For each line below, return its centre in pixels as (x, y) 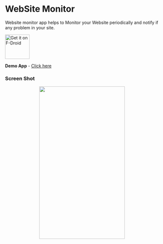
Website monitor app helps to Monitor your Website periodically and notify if (82, 22)
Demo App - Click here (28, 66)
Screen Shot (20, 78)
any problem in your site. (30, 27)
